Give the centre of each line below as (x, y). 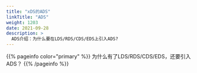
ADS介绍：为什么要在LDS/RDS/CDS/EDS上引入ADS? (65, 39)
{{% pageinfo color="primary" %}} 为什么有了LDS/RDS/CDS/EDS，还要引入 (98, 56)
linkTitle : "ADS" (28, 17)
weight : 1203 (22, 22)
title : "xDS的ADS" (28, 11)
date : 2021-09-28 (28, 28)
